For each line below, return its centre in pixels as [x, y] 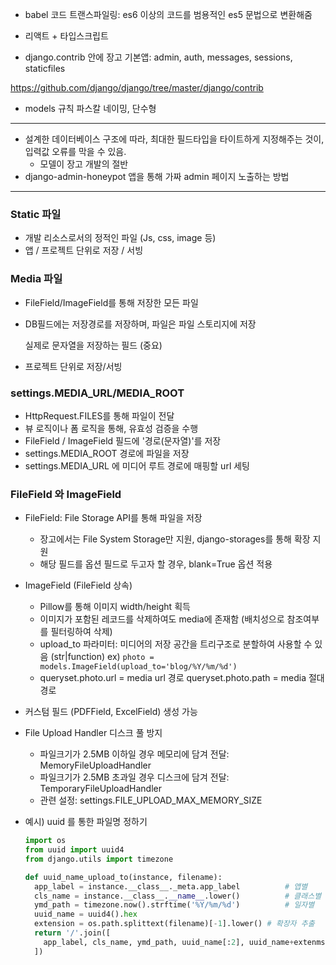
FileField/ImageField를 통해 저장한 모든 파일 [111, 302]
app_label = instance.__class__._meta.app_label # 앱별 [171, 886]
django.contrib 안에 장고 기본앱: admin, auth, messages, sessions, [158, 57]
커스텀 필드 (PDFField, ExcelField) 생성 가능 [111, 712]
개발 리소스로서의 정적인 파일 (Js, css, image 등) [120, 238]
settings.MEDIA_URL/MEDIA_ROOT [97, 393]
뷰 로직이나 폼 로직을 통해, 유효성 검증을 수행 [111, 428]
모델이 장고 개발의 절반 [84, 164]
